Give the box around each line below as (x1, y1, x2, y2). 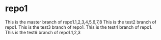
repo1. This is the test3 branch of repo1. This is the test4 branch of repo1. (5, 24, 153, 30)
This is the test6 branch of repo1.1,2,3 (5, 29, 81, 35)
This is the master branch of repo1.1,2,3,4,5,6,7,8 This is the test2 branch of (5, 19, 157, 25)
